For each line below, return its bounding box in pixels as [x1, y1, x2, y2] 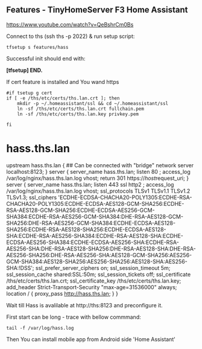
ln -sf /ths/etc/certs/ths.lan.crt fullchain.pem [17, 106, 145, 112]
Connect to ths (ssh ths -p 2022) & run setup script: [6, 33, 135, 40]
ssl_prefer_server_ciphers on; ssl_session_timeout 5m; [35, 264, 171, 271]
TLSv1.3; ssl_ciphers [6, 193, 57, 201]
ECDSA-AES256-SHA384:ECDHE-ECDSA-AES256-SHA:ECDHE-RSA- [6, 239, 179, 246]
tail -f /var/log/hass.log [6, 325, 74, 331]
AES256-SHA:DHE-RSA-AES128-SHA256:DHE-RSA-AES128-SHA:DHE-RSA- [6, 245, 196, 252]
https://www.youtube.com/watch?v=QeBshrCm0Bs [6, 21, 134, 28]
